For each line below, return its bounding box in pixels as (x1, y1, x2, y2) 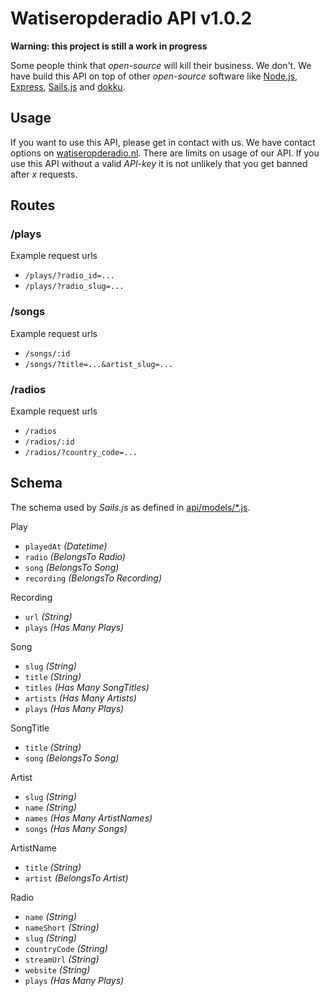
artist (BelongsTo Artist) (24, 872, 129, 884)
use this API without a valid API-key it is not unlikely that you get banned (10, 157, 308, 169)
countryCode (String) (24, 942, 108, 954)
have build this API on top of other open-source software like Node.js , (10, 70, 298, 82)
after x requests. (10, 168, 78, 180)
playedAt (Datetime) (24, 540, 108, 552)
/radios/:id (24, 437, 75, 447)
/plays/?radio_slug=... (24, 282, 125, 292)
